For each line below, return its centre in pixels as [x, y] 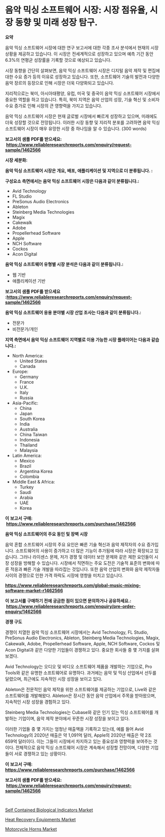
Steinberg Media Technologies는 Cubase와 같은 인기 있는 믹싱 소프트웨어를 [79, 712]
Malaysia [29, 450]
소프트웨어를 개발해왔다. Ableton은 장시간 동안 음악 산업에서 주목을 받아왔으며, [81, 696]
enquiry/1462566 [23, 612]
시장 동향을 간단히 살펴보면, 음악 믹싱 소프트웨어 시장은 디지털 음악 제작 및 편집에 [82, 70]
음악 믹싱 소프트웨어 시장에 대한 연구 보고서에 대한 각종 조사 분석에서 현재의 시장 [82, 47]
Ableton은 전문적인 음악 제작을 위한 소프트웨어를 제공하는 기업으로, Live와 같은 [81, 689]
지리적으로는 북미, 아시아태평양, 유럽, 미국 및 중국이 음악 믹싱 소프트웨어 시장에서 [82, 93]
